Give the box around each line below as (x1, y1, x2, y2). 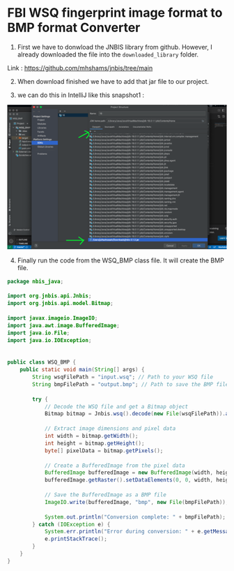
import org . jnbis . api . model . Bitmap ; (7, 300, 114, 307)
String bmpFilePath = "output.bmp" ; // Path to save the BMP (32, 380, 214, 388)
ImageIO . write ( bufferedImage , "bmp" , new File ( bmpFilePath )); (44, 498, 229, 505)
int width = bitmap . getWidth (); (44, 433, 139, 440)
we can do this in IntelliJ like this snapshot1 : (17, 91, 145, 99)
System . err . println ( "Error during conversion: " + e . (44, 528, 204, 535)
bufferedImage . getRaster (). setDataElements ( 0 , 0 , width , (44, 477, 214, 484)
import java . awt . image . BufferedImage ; (7, 322, 120, 329)
